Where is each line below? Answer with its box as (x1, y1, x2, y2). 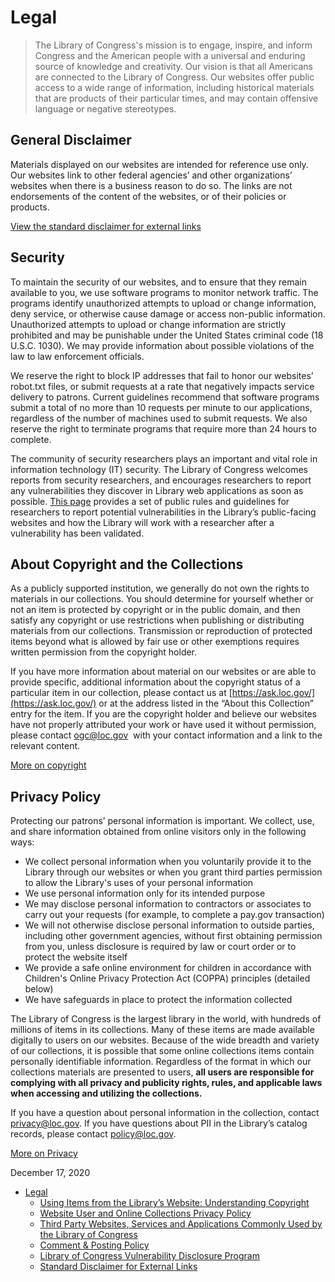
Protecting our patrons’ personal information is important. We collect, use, (10, 815, 315, 827)
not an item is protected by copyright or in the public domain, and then (10, 604, 301, 616)
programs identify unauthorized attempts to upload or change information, (10, 297, 317, 309)
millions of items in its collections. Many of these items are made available (10, 1024, 315, 1036)
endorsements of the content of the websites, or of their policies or (10, 190, 287, 202)
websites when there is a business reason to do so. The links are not (10, 179, 293, 191)
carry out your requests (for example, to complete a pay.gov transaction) (24, 909, 325, 921)
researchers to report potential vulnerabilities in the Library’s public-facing (10, 506, 317, 518)
